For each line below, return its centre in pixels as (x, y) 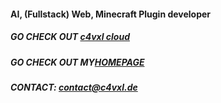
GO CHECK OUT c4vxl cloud (70, 37)
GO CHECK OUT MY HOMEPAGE (77, 62)
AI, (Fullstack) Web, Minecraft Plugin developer (111, 14)
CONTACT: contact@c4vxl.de (74, 87)
